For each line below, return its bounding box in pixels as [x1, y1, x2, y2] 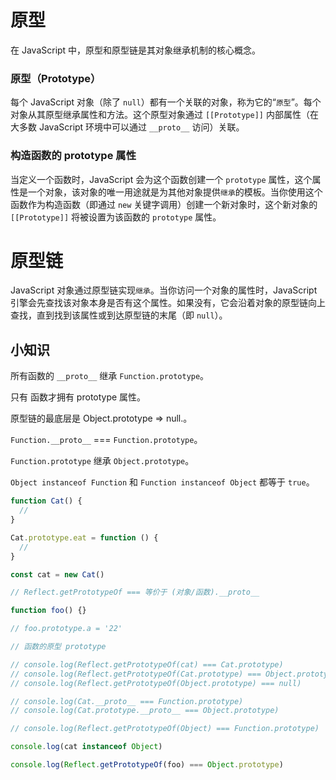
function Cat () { [10, 496, 83, 506]
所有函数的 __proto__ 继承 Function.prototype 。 [10, 370, 210, 382]
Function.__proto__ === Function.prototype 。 [10, 434, 203, 446]
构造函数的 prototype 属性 [10, 149, 137, 163]
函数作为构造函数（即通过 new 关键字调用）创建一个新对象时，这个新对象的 [10, 198, 318, 210]
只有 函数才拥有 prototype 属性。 [10, 391, 147, 403]
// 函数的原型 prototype [10, 642, 107, 652]
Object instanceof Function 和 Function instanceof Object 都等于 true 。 [10, 476, 315, 488]
